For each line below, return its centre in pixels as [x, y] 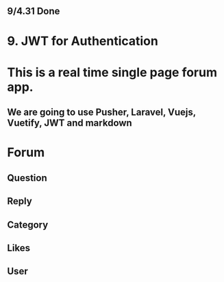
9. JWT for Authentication [83, 41]
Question [27, 178]
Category [28, 225]
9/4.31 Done [34, 11]
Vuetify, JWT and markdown [70, 123]
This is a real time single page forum [112, 72]
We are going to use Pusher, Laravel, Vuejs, [102, 112]
